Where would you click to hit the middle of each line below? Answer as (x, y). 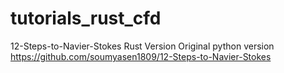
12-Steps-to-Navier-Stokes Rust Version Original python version (142, 46)
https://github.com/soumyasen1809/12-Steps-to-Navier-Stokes (141, 56)
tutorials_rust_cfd (86, 18)
